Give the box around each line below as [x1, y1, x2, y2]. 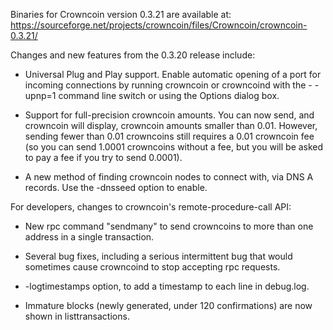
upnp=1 [24, 90, 57, 101]
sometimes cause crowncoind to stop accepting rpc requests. [24, 261, 281, 273]
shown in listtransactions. [24, 310, 130, 322]
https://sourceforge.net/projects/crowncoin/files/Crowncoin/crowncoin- [10, 19, 308, 31]
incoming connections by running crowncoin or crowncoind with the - [24, 79, 313, 91]
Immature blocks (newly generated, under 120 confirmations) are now [24, 300, 313, 311]
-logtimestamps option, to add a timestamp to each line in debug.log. [24, 280, 310, 292]
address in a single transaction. [24, 231, 155, 243]
